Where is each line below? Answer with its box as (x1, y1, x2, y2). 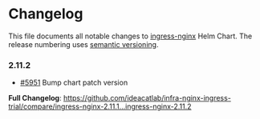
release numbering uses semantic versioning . (8, 39, 159, 49)
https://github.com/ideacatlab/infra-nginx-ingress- (63, 93, 231, 103)
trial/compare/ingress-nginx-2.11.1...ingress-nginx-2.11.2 (8, 101, 192, 112)
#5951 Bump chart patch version (19, 77, 128, 88)
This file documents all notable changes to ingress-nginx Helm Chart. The (8, 31, 253, 41)
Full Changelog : (8, 93, 62, 103)
